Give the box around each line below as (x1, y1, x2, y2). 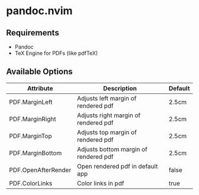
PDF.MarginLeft (9, 97, 53, 106)
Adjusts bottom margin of (76, 145, 148, 153)
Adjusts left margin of (76, 94, 137, 102)
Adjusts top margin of (76, 128, 137, 136)
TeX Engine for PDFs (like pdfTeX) (14, 50, 98, 57)
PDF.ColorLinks (9, 179, 53, 187)
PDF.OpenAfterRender (9, 165, 72, 174)
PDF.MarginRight (9, 115, 56, 123)
